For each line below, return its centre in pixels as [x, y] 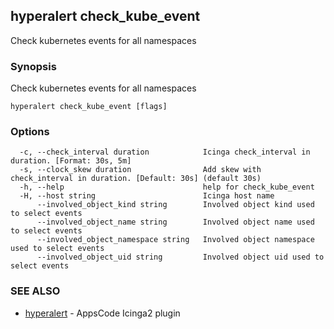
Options [30, 132]
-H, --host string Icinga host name [147, 196]
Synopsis [33, 66]
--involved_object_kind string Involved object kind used [175, 205]
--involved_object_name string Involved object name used [175, 222]
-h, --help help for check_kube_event [167, 187]
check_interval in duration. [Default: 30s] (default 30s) [136, 179]
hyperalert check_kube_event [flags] [89, 107]
